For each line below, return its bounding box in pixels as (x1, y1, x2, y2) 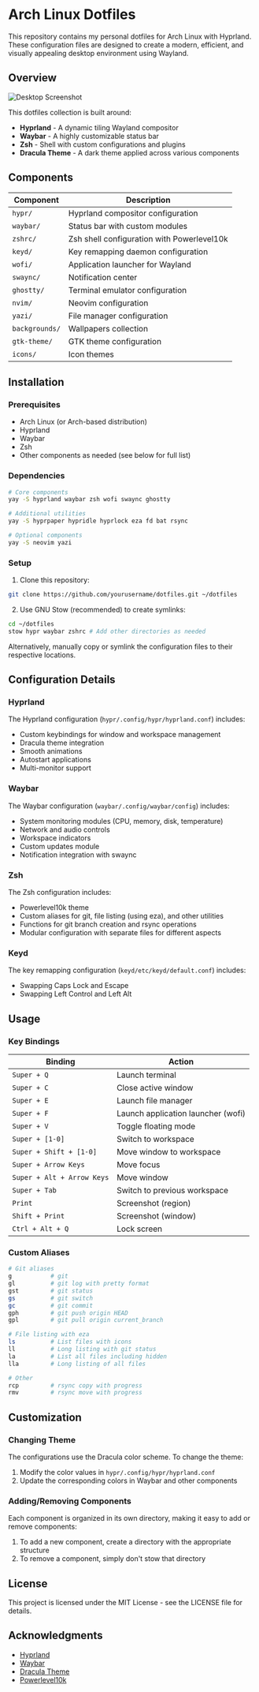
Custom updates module (19, 841, 100, 851)
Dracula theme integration (19, 738, 105, 747)
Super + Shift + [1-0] (12, 1147, 97, 1156)
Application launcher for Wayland (68, 259, 191, 270)
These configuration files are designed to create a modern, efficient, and (8, 39, 244, 49)
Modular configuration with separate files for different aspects (19, 928, 222, 937)
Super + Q (12, 1070, 49, 1079)
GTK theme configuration (68, 335, 162, 346)
